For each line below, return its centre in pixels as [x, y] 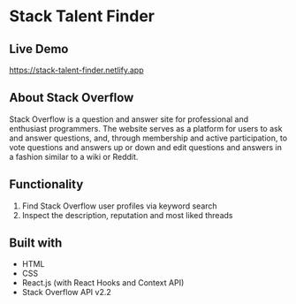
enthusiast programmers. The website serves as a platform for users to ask [146, 128]
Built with [36, 243]
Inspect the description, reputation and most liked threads [127, 215]
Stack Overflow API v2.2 [67, 293]
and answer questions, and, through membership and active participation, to [148, 138]
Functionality [46, 184]
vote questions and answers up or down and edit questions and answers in [146, 147]
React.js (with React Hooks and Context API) [103, 283]
